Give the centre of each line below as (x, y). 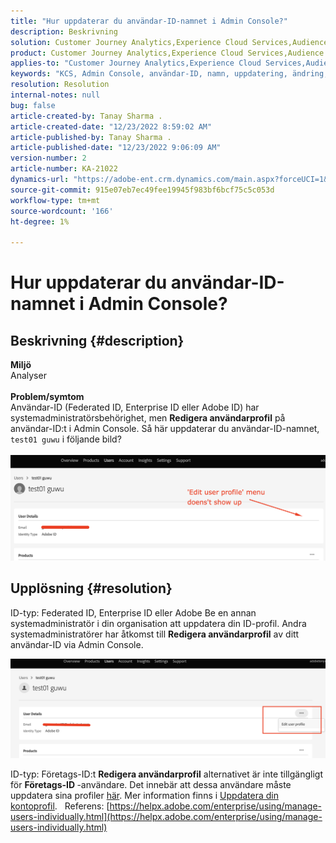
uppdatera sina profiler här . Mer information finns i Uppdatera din (144, 796)
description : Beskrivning (64, 31)
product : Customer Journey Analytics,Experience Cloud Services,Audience (167, 53)
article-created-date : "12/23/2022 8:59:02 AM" (111, 126)
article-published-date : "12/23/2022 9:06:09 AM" (116, 148)
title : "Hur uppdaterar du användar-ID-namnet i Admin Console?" (149, 21)
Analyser (28, 376)
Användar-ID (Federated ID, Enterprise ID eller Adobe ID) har (135, 407)
